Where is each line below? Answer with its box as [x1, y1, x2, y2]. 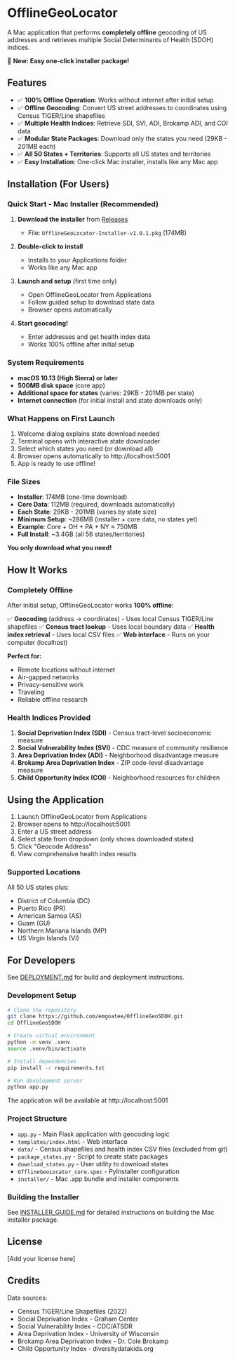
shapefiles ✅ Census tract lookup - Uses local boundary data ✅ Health [7, 622, 215, 631]
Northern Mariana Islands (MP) [17, 926, 107, 935]
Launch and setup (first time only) [17, 277, 117, 286]
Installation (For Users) [7, 178, 110, 190]
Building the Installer [7, 1192, 79, 1201]
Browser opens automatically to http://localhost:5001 [17, 452, 170, 460]
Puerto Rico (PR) [17, 904, 66, 913]
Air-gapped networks [17, 673, 79, 681]
